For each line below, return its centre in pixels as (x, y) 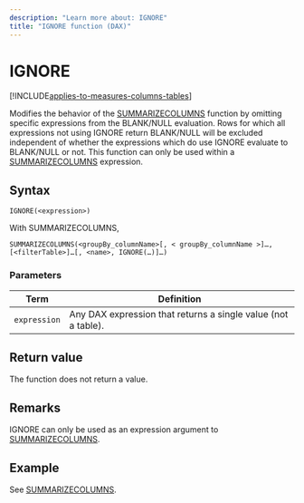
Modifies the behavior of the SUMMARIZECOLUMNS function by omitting (146, 113)
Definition (180, 298)
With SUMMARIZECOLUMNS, (64, 228)
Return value (46, 358)
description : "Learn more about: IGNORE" (89, 18)
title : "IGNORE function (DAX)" (70, 26)
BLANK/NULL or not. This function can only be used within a (122, 152)
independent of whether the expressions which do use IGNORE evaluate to (149, 142)
